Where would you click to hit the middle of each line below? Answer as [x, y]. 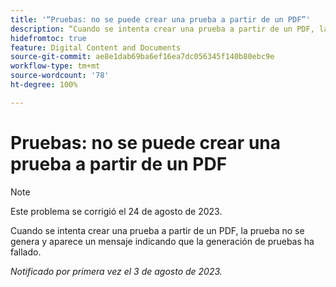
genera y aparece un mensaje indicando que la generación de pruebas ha [162, 241]
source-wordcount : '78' [60, 76]
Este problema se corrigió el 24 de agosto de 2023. [116, 211]
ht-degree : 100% [44, 85]
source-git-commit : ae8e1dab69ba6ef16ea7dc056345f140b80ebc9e [142, 57]
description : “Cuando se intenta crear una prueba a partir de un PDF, [162, 29]
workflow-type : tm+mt [55, 66]
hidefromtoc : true [48, 38]
